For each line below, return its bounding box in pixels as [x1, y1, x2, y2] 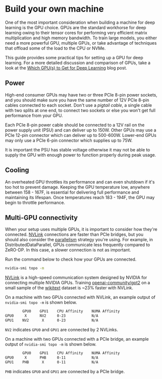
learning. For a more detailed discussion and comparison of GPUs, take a [5, 60, 151, 66]
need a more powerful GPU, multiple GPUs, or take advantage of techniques [5, 40, 157, 46]
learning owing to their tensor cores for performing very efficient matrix [5, 30, 147, 35]
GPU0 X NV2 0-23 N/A [5, 313, 98, 318]
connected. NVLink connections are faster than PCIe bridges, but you [5, 231, 144, 237]
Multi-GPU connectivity [5, 214, 78, 222]
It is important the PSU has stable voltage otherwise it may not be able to [5, 147, 150, 152]
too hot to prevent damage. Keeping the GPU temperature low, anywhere [5, 184, 150, 190]
